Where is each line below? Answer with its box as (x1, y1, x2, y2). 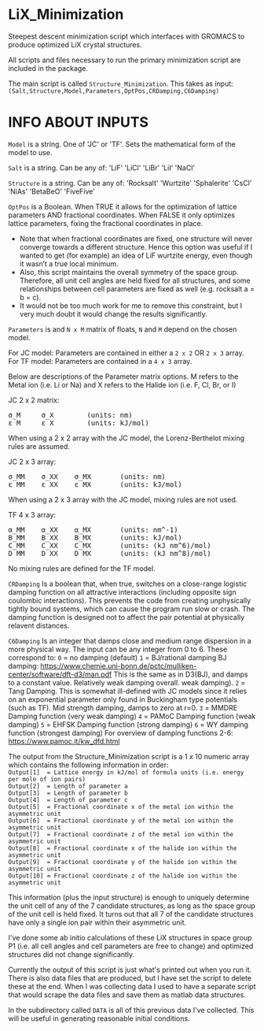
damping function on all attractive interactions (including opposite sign (8, 587, 237, 596)
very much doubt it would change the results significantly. (19, 309, 208, 318)
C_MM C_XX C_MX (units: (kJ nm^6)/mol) (8, 541, 212, 550)
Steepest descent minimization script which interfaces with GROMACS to (8, 32, 245, 41)
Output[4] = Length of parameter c (8, 796, 128, 804)
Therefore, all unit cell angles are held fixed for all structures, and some (19, 276, 251, 285)
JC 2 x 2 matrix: (8, 395, 60, 405)
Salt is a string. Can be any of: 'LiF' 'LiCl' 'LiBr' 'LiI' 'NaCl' (8, 163, 195, 172)
